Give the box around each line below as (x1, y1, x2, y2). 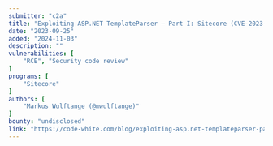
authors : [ (8, 95, 45, 103)
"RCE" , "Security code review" (23, 58, 129, 66)
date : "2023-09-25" (8, 27, 75, 35)
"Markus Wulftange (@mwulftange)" (23, 102, 140, 110)
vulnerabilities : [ (8, 49, 75, 58)
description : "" (8, 42, 63, 50)
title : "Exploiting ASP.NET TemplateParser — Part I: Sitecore (8, 19, 227, 28)
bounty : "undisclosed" (8, 118, 85, 126)
